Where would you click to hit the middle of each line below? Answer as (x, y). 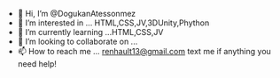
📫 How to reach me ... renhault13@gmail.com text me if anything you (144, 51)
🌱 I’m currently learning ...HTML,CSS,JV (90, 32)
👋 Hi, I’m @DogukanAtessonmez (77, 14)
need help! (37, 64)
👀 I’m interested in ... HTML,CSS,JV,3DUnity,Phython (113, 23)
